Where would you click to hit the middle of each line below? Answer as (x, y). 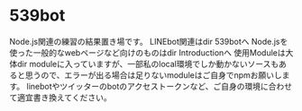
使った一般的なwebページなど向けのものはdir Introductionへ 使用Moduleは (147, 52)
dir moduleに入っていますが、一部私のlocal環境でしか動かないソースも (148, 64)
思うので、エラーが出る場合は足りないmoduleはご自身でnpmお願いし (153, 75)
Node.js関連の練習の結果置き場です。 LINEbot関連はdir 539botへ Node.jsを (149, 41)
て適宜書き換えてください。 (60, 97)
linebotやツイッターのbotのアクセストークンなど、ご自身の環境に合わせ (160, 86)
